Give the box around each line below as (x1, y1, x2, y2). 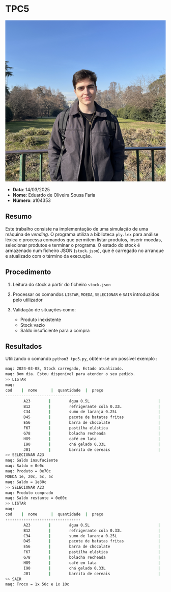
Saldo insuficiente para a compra (20, 327, 90, 333)
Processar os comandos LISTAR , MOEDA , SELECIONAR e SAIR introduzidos (12, 291, 159, 297)
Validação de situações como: (12, 306, 76, 312)
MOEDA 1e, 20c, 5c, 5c (5, 474, 53, 479)
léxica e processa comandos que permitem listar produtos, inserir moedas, (5, 236, 162, 243)
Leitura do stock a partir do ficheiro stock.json (12, 281, 111, 287)
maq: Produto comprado (5, 490, 53, 495)
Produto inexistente (20, 316, 62, 323)
